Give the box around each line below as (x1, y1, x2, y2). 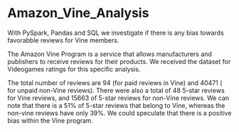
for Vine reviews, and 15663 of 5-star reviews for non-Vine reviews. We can (7, 94, 230, 102)
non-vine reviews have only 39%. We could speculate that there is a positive (7, 109, 232, 117)
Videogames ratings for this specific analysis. (7, 65, 141, 73)
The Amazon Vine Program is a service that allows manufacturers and (7, 50, 212, 58)
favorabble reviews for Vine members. (7, 35, 119, 44)
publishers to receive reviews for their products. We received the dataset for (7, 57, 231, 65)
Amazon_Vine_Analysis (7, 5, 149, 21)
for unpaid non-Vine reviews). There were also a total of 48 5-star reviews (7, 86, 225, 94)
